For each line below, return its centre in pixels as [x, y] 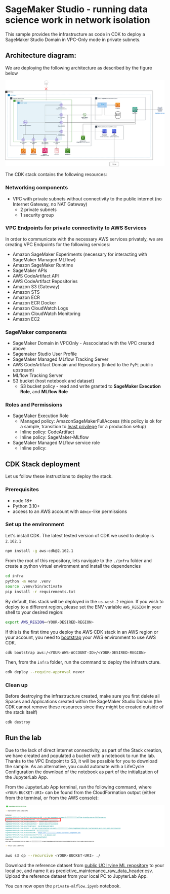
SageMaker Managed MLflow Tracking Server [60, 359]
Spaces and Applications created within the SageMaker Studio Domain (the [84, 702]
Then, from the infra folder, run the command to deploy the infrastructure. [83, 662]
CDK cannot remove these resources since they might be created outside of [84, 707]
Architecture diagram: [41, 56]
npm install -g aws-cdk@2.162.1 [39, 551]
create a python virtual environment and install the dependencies [73, 566]
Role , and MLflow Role [44, 392]
